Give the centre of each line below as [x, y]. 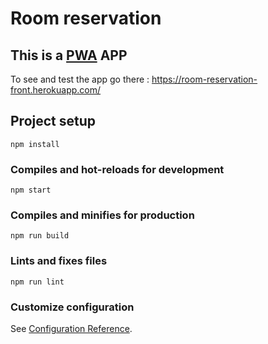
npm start [31, 190]
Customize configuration [72, 307]
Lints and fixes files [59, 261]
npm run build [40, 236]
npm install [35, 144]
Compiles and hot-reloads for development [117, 169]
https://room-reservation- [204, 79]
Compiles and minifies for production [102, 215]
